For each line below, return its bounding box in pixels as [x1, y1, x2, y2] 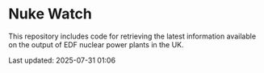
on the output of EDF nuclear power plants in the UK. [8, 39, 184, 49]
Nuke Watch [8, 5, 93, 23]
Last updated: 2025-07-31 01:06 [8, 55, 115, 65]
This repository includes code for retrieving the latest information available [8, 31, 257, 41]
